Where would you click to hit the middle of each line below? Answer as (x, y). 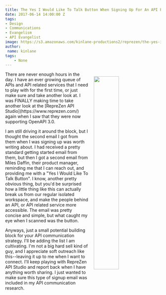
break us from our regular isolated (40, 195)
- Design (14, 24)
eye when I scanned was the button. (42, 221)
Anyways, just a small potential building (45, 230)
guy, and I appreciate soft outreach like (45, 251)
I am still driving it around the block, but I (46, 131)
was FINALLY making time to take (39, 101)
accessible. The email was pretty (39, 210)
